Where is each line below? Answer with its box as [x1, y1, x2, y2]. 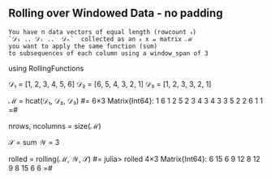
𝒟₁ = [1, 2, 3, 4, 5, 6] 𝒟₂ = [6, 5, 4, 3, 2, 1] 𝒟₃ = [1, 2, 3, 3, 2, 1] [8, 79, 212, 88]
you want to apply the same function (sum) [8, 42, 158, 50]
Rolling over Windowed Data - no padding [8, 6, 223, 20]
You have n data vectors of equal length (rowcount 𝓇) [8, 28, 197, 36]
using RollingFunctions [8, 63, 84, 73]
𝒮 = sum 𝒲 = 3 [8, 137, 60, 147]
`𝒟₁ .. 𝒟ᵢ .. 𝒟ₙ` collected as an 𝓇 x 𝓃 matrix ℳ [8, 35, 192, 43]
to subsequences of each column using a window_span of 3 [8, 49, 209, 58]
